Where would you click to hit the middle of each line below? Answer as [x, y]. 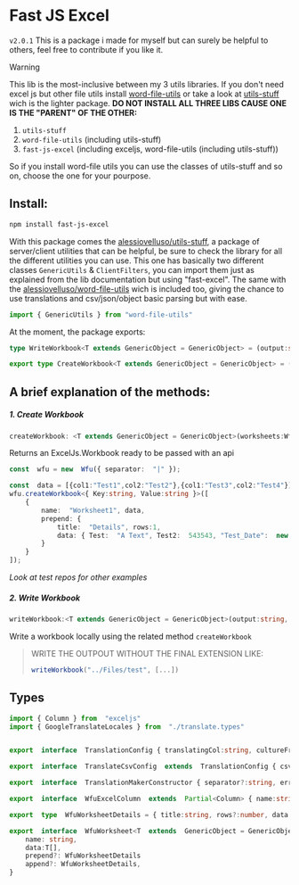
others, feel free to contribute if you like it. [86, 49]
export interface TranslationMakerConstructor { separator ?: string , [143, 783]
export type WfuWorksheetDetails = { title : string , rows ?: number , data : [151, 815]
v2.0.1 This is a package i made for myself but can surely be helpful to [139, 40]
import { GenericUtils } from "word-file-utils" [101, 314]
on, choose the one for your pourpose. [80, 176]
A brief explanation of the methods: [110, 392]
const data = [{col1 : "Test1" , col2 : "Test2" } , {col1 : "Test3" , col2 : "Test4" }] [151, 486]
